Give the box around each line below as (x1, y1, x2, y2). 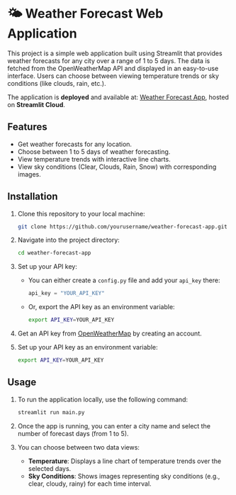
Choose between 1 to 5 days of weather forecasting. (17, 147, 171, 156)
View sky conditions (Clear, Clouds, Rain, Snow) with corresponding (17, 162, 217, 171)
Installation (7, 191, 58, 203)
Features (7, 121, 47, 133)
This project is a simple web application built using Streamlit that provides (7, 49, 223, 57)
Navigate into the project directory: (17, 235, 120, 245)
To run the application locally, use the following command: (17, 395, 189, 404)
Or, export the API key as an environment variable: (28, 303, 175, 311)
